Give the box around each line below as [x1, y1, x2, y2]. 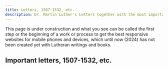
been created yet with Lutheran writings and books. [5, 41, 111, 47]
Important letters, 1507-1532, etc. [5, 56, 112, 64]
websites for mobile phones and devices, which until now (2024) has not [5, 36, 155, 42]
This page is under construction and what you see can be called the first [5, 25, 154, 31]
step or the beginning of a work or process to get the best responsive [5, 31, 148, 37]
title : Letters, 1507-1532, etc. [5, 7, 75, 12]
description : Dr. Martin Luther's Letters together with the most [5, 12, 146, 17]
